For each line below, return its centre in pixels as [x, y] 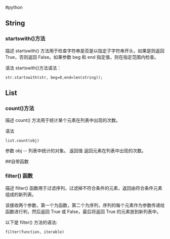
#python [14, 7]
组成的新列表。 [21, 194]
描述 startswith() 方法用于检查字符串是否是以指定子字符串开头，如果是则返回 [85, 51]
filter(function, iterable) [35, 232]
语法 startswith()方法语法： [33, 67]
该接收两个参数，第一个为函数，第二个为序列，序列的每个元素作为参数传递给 [85, 205]
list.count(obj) [22, 141]
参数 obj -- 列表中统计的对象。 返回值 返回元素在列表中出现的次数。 [76, 151]
